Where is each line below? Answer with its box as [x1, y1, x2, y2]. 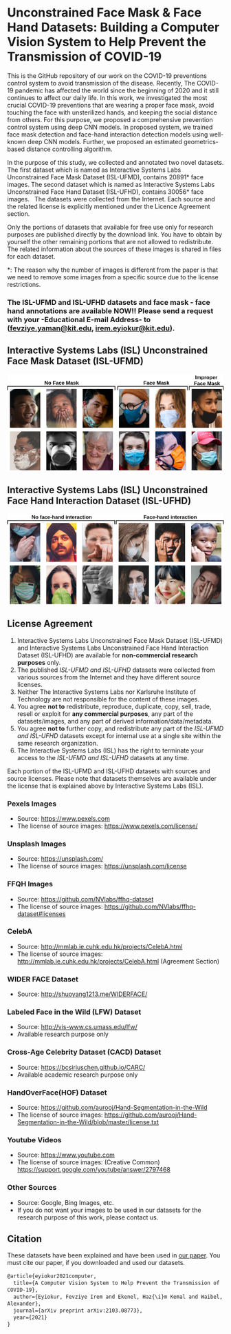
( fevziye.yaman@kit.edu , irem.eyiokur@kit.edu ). [7, 323, 175, 332]
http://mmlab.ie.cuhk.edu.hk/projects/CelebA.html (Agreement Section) [16, 957, 220, 965]
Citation [7, 1233, 43, 1244]
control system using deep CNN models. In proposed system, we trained [7, 123, 213, 131]
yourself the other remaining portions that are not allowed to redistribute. [7, 237, 214, 246]
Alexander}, [7, 1300, 41, 1308]
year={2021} [13, 1314, 48, 1322]
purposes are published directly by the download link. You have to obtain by [7, 230, 222, 239]
